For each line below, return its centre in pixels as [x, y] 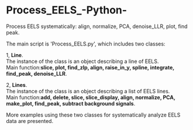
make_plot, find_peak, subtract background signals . [71, 103]
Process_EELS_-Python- [67, 10]
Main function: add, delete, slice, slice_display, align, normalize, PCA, [91, 97]
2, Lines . [17, 85]
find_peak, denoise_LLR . [37, 73]
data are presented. [30, 121]
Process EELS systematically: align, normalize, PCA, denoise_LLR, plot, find [97, 26]
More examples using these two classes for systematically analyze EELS [93, 115]
